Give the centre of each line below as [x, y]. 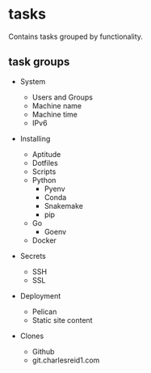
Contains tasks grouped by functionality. [76, 36]
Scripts [44, 172]
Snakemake [63, 206]
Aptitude [46, 154]
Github [43, 351]
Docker [44, 240]
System [33, 81]
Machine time [55, 114]
